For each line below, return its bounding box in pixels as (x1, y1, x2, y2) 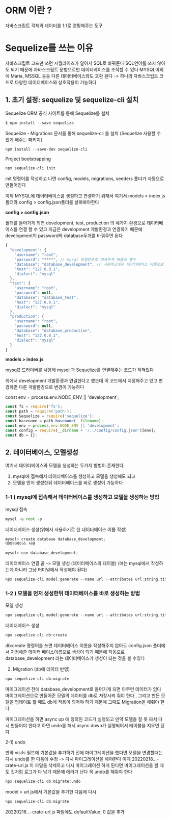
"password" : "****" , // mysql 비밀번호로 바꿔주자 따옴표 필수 (14, 257, 136, 262)
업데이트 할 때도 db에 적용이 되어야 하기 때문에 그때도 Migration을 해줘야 (14, 699, 159, 705)
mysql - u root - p (5, 516, 42, 522)
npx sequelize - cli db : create (5, 633, 67, 638)
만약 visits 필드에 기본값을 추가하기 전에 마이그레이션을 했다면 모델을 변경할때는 (5, 749, 163, 755)
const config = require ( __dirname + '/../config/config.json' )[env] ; (5, 428, 156, 433)
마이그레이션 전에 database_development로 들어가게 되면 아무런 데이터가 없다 (5, 686, 161, 692)
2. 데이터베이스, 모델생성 (5, 448, 79, 456)
